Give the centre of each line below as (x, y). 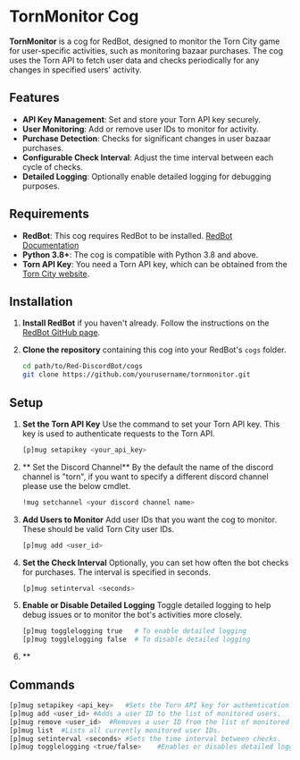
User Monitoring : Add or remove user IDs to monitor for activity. (140, 129)
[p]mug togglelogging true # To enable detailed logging (134, 631)
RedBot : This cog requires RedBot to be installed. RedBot (127, 235)
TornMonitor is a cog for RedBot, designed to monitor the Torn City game (145, 41)
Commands (42, 684)
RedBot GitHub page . (61, 333)
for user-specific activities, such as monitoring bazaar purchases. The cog (146, 50)
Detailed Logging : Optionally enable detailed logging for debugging (147, 176)
